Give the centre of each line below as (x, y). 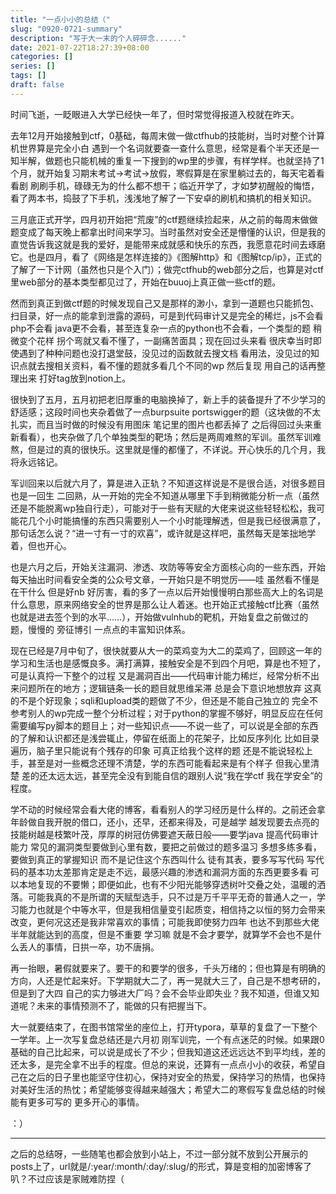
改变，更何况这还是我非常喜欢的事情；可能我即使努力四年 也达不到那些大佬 (165, 922)
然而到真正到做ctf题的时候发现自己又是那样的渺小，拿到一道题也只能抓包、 (165, 303)
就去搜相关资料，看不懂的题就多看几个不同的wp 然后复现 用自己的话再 (172, 365)
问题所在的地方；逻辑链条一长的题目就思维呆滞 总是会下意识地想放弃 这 (165, 688)
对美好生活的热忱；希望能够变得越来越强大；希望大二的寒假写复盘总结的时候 (168, 1089)
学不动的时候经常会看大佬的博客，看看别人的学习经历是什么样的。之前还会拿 (168, 809)
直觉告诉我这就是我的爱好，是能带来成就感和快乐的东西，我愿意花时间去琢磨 (168, 244)
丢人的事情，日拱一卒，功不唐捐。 (89, 947)
